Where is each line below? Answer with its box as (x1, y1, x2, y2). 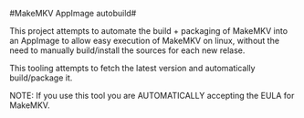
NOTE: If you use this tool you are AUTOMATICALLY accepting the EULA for (9, 91, 295, 101)
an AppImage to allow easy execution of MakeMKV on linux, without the (9, 36, 280, 46)
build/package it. (9, 72, 73, 83)
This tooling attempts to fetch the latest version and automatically (9, 63, 256, 73)
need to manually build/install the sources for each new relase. (9, 45, 246, 56)
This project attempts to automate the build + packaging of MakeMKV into (9, 26, 288, 36)
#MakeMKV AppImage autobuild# (9, 8, 137, 18)
